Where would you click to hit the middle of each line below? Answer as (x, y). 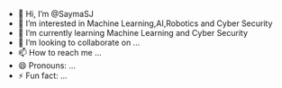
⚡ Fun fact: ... (42, 75)
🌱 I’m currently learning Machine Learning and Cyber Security (133, 33)
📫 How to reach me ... (59, 53)
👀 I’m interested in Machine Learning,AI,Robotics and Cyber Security (145, 23)
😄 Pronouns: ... (47, 66)
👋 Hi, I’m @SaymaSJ (56, 14)
